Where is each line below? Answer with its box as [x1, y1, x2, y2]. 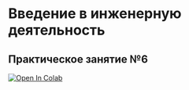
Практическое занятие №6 [8, 52, 148, 66]
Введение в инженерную [8, 5, 182, 23]
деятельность [8, 21, 106, 39]
